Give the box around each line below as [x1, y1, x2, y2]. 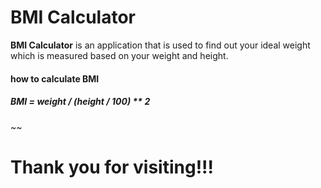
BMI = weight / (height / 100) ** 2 [10, 96, 151, 108]
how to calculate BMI [10, 72, 100, 85]
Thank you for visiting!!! [10, 156, 215, 178]
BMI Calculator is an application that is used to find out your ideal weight [10, 39, 311, 51]
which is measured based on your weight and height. [10, 49, 229, 61]
